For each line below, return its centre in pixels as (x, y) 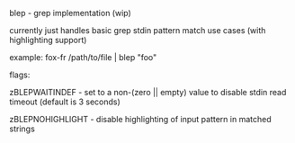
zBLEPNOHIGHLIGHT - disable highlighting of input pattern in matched (140, 119)
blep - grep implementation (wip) (71, 13)
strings (22, 129)
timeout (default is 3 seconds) (65, 102)
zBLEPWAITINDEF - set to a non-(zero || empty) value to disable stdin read (148, 92)
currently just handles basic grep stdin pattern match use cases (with (138, 30)
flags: (20, 75)
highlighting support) (48, 40)
